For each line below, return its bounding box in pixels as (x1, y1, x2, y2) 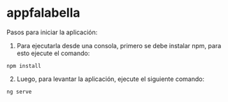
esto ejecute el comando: (16, 49, 90, 57)
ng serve (6, 88, 32, 95)
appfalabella (6, 5, 81, 21)
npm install (6, 62, 41, 69)
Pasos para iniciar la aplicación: (6, 28, 98, 36)
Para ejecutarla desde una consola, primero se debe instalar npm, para (16, 41, 222, 50)
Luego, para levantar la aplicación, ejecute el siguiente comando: (16, 75, 204, 83)
